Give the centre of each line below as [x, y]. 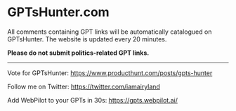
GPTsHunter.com [59, 12]
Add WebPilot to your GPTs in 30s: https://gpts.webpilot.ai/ [92, 100]
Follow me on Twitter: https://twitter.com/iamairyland [84, 86]
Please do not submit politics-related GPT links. [78, 53]
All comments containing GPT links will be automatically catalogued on [110, 32]
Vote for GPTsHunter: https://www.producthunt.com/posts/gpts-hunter [110, 73]
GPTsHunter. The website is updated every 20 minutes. [87, 39]
